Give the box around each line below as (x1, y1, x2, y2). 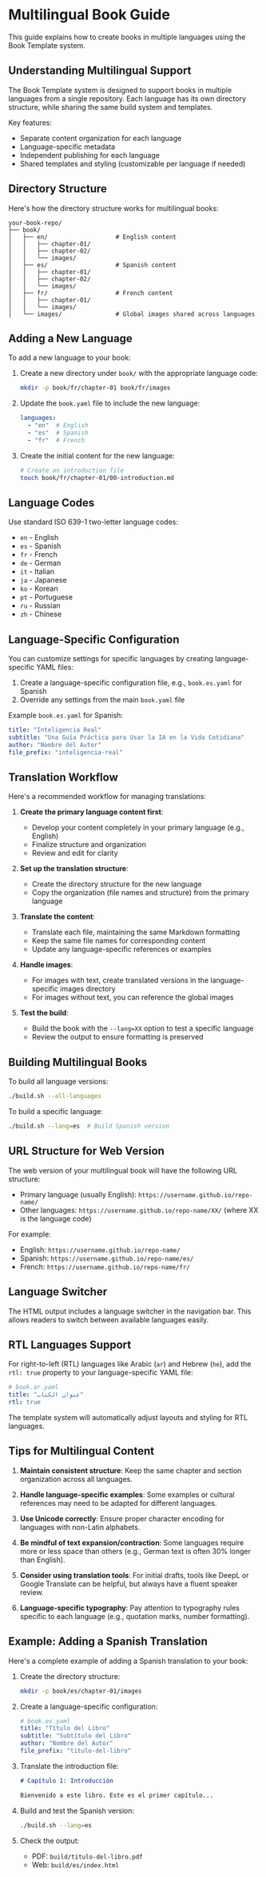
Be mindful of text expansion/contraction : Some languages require (19, 1537, 244, 1548)
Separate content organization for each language (19, 133, 182, 143)
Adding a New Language (8, 331, 133, 345)
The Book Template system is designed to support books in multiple (8, 85, 232, 95)
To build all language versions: (8, 1076, 109, 1087)
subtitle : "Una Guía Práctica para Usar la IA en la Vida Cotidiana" (8, 733, 245, 741)
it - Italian (19, 567, 54, 576)
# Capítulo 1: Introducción (19, 1777, 113, 1785)
